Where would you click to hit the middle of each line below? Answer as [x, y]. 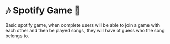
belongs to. [17, 36]
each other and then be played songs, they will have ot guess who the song [85, 30]
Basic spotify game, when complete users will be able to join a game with [83, 25]
